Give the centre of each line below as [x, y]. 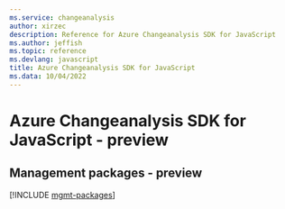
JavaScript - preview [89, 140]
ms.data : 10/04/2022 [48, 77]
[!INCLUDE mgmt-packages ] [62, 195]
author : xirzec [38, 26]
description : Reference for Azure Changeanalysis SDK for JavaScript [143, 34]
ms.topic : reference [48, 51]
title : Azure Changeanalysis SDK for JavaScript [102, 68]
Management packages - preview [106, 173]
